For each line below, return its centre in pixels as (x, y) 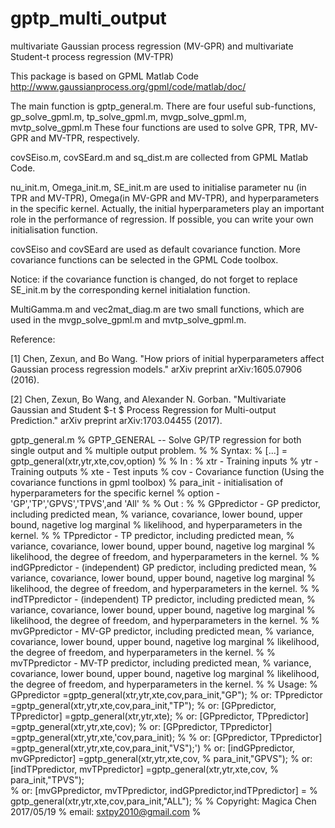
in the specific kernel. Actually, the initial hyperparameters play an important (167, 208)
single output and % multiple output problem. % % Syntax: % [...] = (149, 450)
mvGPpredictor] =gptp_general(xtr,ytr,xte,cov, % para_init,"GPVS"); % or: (161, 758)
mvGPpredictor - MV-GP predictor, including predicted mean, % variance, (162, 631)
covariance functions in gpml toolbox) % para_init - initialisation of (147, 482)
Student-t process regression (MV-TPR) (92, 56)
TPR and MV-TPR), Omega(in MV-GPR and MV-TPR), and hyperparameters (165, 198)
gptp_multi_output (88, 18)
